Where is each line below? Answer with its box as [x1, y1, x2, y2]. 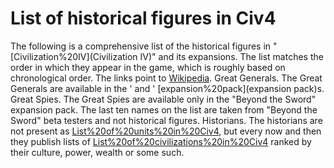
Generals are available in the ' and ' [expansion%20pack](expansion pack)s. [10, 82, 325, 94]
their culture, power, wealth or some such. [10, 146, 185, 158]
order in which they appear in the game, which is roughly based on [10, 61, 286, 73]
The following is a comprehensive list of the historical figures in [10, 40, 272, 52]
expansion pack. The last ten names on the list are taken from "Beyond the [10, 103, 318, 116]
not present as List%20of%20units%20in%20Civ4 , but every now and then [10, 125, 322, 137]
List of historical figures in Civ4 [10, 7, 277, 30]
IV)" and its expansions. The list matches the [139, 50, 324, 62]
